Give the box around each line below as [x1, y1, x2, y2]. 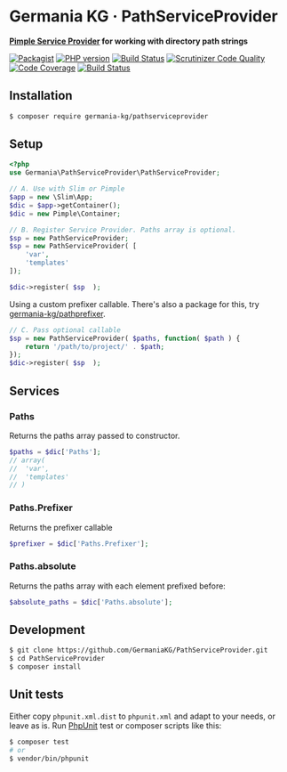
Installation [9, 88, 73, 103]
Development [9, 622, 86, 638]
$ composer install [9, 662, 82, 671]
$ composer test [9, 737, 69, 746]
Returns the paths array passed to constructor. [9, 430, 180, 441]
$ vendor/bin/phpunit [9, 754, 90, 763]
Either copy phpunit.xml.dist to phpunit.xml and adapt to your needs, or [9, 711, 275, 721]
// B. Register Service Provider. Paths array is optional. [9, 225, 237, 234]
